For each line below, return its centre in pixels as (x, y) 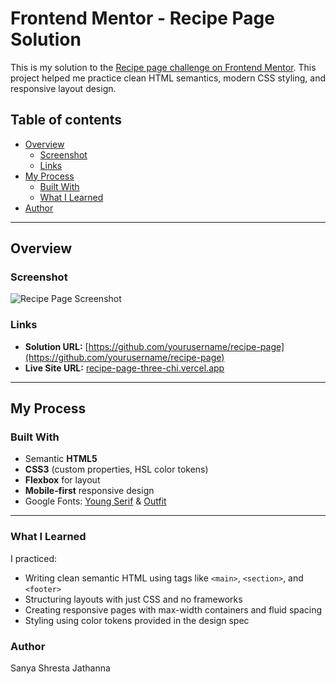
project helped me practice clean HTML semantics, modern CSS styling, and (168, 78)
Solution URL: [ (56, 346)
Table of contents (66, 120)
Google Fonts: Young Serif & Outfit (95, 501)
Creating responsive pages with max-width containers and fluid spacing (173, 609)
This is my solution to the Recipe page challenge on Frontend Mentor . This (163, 67)
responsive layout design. (63, 88)
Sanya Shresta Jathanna (60, 668)
